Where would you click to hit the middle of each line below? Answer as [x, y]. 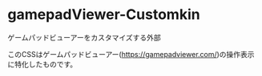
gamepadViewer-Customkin [104, 15]
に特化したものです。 [42, 64]
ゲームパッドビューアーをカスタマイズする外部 [84, 37]
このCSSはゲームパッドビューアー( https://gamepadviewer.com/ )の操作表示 [131, 54]
